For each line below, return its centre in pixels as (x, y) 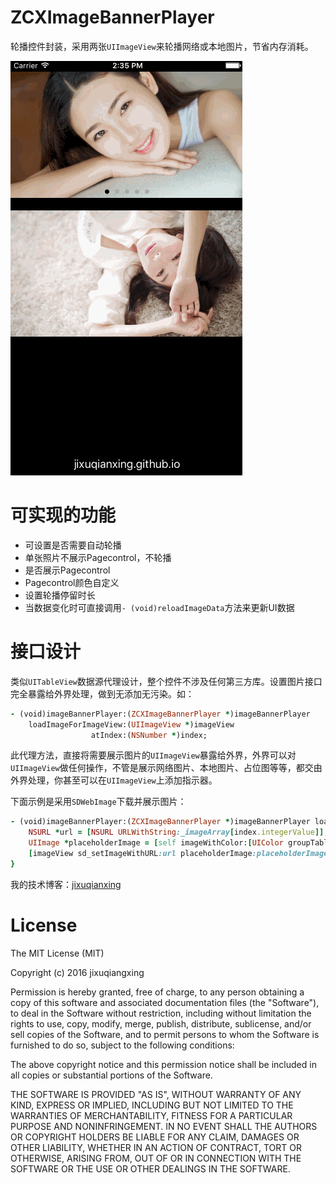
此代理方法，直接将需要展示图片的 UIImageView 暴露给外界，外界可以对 (153, 755)
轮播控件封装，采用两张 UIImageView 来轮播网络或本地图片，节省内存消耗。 (162, 46)
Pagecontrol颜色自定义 (72, 582)
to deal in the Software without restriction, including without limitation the (161, 1013)
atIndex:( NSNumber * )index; (149, 735)
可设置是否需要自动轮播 (73, 545)
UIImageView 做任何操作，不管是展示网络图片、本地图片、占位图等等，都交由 (166, 768)
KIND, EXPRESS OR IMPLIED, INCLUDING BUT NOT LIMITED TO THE (152, 1105)
